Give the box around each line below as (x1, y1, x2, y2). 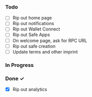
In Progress (5, 61, 34, 68)
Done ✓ (5, 75, 25, 82)
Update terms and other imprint (12, 48, 78, 54)
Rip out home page (12, 15, 52, 21)
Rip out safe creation (12, 43, 56, 49)
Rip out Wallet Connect (12, 26, 60, 32)
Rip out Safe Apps (12, 31, 50, 38)
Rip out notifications (12, 20, 54, 26)
